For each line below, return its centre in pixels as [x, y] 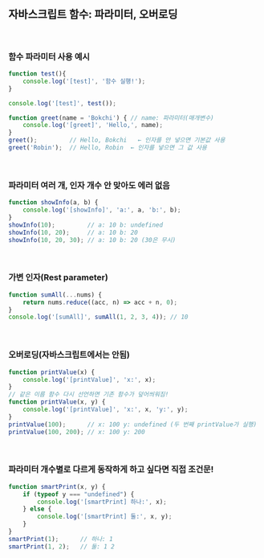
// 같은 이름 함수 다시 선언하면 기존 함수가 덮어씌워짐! [89, 395]
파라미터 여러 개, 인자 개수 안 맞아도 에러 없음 [89, 185]
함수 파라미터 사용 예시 [49, 56]
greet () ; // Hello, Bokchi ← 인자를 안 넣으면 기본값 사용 [117, 140]
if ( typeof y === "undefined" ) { [79, 494]
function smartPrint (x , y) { [57, 486]
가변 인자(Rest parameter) [58, 277]
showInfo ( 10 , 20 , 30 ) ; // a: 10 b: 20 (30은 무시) [92, 240]
